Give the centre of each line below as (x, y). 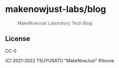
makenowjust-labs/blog (56, 9)
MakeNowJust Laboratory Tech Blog (55, 23)
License (18, 39)
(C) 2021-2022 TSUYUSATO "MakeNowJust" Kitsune (60, 60)
